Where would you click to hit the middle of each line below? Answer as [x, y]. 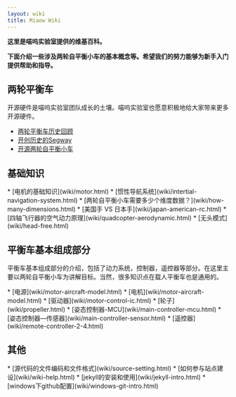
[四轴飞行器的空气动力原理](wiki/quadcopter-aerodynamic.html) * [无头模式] [117, 218]
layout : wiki [26, 14]
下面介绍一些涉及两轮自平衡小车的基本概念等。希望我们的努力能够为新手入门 [118, 56]
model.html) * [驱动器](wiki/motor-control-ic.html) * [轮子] [91, 301]
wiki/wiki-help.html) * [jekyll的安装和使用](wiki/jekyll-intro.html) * [112, 377]
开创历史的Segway [45, 140]
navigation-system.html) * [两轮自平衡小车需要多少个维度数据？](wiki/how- [116, 201]
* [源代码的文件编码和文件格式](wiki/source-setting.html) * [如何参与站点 [112, 368]
